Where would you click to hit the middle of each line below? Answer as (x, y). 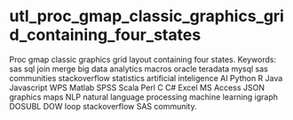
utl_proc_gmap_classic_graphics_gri (146, 16)
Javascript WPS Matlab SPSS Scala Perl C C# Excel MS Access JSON (137, 87)
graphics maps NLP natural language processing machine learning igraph (143, 97)
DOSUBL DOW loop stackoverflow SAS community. (103, 106)
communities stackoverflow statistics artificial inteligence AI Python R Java (146, 78)
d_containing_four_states (105, 35)
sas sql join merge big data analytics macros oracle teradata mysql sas (139, 69)
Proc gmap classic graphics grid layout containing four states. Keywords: (143, 59)
